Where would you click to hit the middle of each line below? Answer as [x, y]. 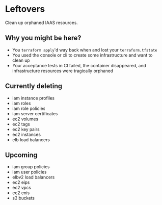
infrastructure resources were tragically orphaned [63, 71]
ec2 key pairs [26, 129]
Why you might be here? [43, 38]
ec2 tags [21, 124]
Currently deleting [34, 86]
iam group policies [31, 167]
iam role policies [29, 108]
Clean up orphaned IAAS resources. [41, 23]
